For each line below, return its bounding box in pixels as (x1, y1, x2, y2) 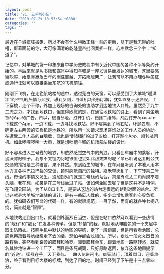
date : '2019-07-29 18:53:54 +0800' (5, 16, 78, 21)
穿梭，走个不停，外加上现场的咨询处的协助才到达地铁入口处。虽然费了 (9, 103, 150, 109)
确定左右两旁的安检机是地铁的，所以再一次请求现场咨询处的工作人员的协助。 (5, 127, 159, 133)
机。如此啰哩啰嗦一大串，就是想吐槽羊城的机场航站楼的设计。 (5, 139, 129, 145)
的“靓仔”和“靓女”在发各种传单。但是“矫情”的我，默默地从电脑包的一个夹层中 (5, 221, 158, 227)
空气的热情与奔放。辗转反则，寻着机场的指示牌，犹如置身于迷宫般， (15, 97, 153, 102)
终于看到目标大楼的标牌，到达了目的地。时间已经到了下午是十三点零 (13, 257, 150, 263)
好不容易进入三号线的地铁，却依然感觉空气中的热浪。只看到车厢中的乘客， (5, 150, 155, 156)
